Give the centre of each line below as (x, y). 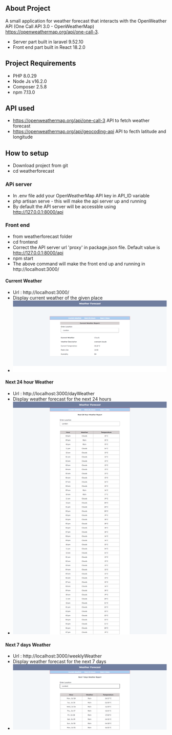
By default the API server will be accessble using (64, 206)
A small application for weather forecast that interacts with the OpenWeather (86, 21)
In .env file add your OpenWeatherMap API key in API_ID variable (81, 195)
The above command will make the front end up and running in (79, 264)
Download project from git (40, 166)
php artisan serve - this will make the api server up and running (80, 201)
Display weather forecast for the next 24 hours (62, 399)
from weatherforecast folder (42, 236)
